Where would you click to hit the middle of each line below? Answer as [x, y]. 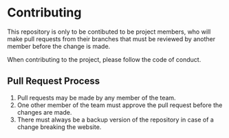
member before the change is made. [59, 46]
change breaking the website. [59, 127]
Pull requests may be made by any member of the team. [97, 97]
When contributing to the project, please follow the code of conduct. [104, 59]
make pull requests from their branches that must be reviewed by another [111, 38]
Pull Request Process [54, 81]
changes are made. [44, 112]
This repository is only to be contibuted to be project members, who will [109, 32]
